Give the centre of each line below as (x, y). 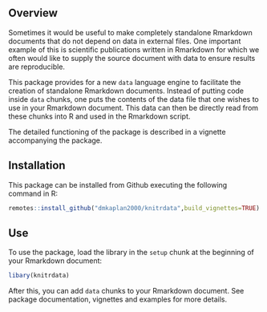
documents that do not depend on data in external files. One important (125, 41)
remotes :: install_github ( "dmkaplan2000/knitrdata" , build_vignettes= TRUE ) (134, 208)
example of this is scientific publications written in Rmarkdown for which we (134, 49)
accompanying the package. (55, 140)
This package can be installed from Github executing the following (118, 184)
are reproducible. (37, 67)
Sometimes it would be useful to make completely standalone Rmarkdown (130, 32)
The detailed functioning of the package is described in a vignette (117, 132)
